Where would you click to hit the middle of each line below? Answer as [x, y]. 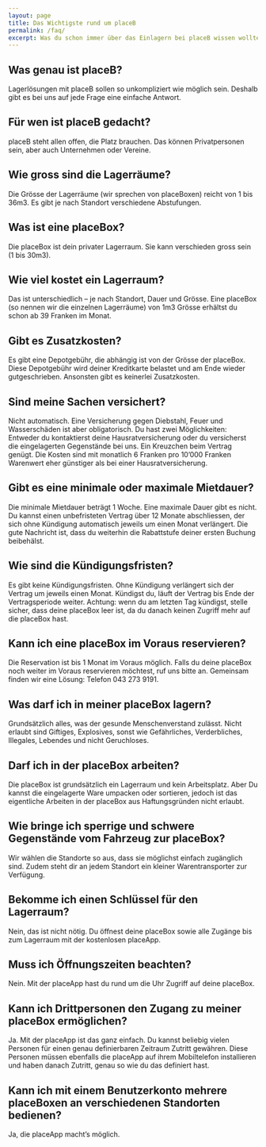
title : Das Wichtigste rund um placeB [72, 23]
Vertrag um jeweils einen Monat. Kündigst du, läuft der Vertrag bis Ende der [131, 593]
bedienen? [35, 1115]
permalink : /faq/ [37, 30]
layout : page [30, 15]
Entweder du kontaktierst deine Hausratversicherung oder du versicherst [127, 437]
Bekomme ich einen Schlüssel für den [103, 900]
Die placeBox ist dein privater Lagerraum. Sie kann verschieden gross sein [130, 246]
